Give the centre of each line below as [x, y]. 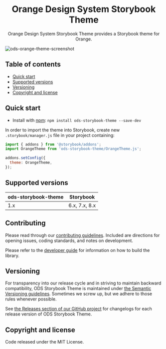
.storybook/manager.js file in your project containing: [60, 135]
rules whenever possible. [31, 299]
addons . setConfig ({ [25, 158]
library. [12, 255]
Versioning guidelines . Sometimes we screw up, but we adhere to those [79, 294]
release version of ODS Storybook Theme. [49, 314]
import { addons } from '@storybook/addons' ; [53, 144]
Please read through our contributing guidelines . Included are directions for [83, 235]
